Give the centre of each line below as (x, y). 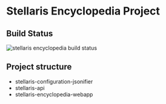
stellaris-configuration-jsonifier (54, 81)
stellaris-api (30, 88)
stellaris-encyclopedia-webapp (54, 94)
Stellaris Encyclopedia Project (83, 11)
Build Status (30, 34)
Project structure (39, 67)
